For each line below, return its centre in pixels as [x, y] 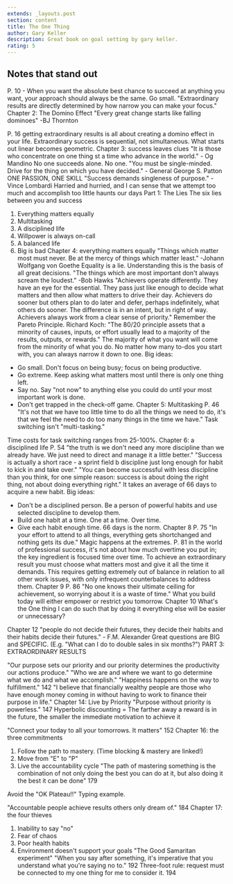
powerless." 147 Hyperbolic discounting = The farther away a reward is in [112, 709]
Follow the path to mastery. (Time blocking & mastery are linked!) [110, 751]
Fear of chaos [37, 835]
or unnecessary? [41, 616]
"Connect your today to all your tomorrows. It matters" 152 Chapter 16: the [113, 730]
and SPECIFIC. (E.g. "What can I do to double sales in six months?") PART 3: [116, 644]
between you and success [45, 200]
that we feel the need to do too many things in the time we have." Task [118, 419]
